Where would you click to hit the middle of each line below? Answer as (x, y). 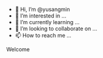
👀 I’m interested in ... (41, 16)
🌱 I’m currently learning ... (47, 22)
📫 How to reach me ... (43, 35)
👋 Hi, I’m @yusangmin (42, 9)
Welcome (18, 49)
